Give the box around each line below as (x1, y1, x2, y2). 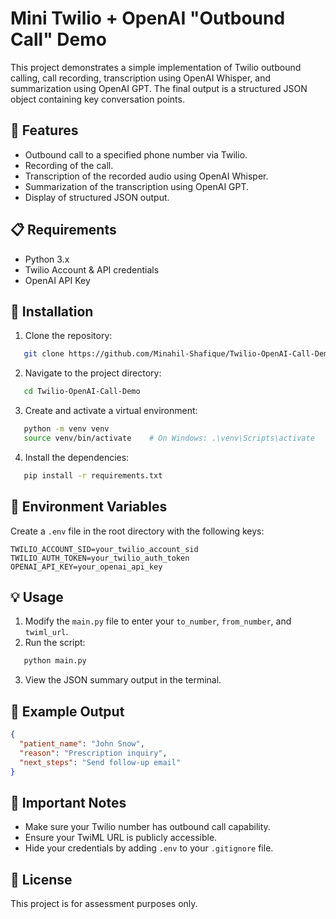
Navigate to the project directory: (24, 367, 162, 379)
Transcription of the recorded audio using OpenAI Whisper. (24, 170, 269, 182)
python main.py (23, 656, 87, 666)
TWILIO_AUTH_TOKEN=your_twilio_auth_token (10, 553, 190, 563)
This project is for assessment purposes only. (10, 898, 198, 910)
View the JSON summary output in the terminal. (24, 674, 222, 686)
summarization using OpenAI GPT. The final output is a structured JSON (10, 82, 308, 94)
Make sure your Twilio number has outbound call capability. (24, 821, 271, 833)
